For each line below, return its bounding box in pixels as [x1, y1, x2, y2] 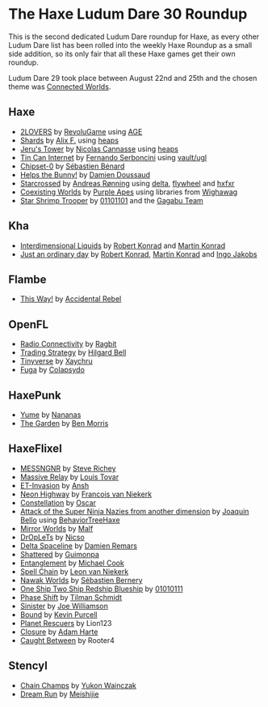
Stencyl [8, 659, 48, 673]
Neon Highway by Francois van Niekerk [19, 489, 152, 499]
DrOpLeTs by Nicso [19, 532, 85, 542]
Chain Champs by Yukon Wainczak [19, 680, 137, 690]
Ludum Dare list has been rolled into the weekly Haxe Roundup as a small [8, 40, 253, 49]
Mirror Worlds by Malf [19, 523, 94, 533]
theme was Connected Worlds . [8, 82, 111, 92]
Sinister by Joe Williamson [19, 601, 109, 611]
